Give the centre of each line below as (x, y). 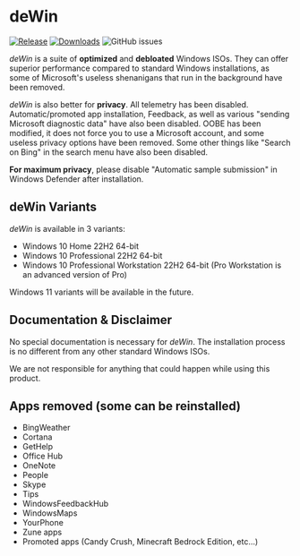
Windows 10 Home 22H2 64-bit (81, 246)
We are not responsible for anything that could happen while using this (140, 368)
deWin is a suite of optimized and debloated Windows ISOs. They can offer (149, 58)
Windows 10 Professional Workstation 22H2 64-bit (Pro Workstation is (152, 265)
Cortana (37, 437)
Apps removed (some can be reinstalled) (125, 406)
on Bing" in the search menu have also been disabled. (109, 152)
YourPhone (43, 523)
